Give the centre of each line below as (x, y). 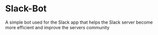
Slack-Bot (26, 9)
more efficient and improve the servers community (57, 27)
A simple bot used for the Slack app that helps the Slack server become (79, 22)
